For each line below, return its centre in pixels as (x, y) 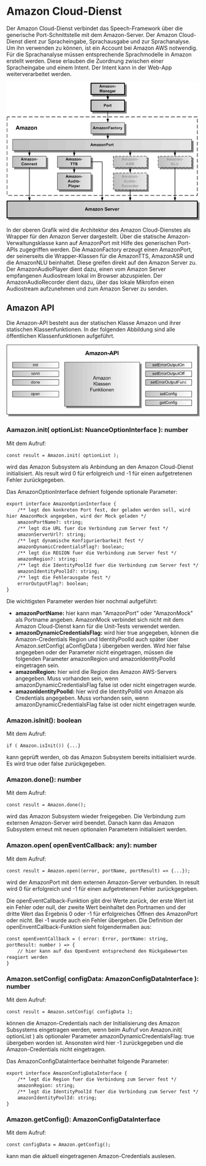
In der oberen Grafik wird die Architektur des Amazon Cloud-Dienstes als (99, 230)
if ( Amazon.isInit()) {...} (44, 746)
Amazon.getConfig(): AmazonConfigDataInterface (83, 1119)
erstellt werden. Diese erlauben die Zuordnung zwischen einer (85, 61)
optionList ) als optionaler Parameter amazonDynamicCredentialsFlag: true (101, 1036)
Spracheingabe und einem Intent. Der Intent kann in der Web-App (89, 67)
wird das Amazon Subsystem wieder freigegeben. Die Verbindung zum (96, 816)
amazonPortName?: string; (51, 522)
